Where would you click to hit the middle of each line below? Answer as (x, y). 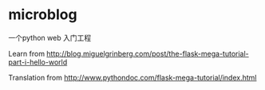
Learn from (27, 53)
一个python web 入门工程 (50, 37)
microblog (43, 15)
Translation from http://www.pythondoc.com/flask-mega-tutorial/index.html (132, 77)
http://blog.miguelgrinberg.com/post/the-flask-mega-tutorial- (148, 53)
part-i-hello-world (38, 62)
